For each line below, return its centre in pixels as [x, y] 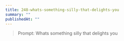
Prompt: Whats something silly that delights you [68, 33]
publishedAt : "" [22, 19]
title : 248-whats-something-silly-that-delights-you [62, 10]
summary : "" [18, 14]
